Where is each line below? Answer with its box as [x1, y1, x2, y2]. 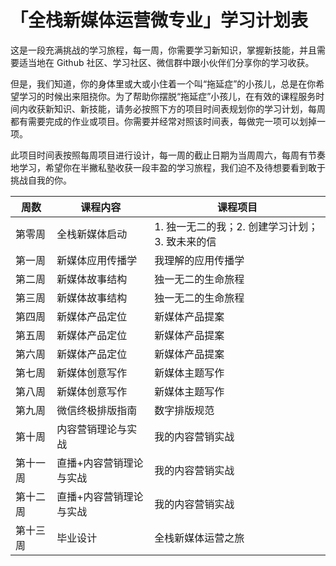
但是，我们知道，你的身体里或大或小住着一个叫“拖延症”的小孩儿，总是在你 [10, 77, 317, 90]
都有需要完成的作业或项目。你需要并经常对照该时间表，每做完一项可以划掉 [10, 115, 317, 127]
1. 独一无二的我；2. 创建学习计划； [154, 219, 319, 233]
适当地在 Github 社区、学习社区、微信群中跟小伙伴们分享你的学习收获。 [18, 56, 315, 68]
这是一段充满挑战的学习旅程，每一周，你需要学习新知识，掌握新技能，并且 [10, 44, 317, 56]
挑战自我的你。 [10, 174, 72, 186]
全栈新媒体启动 [56, 227, 128, 241]
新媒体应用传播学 [56, 253, 138, 267]
